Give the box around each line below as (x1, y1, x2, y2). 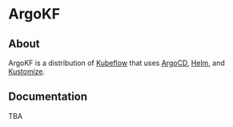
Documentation (8, 90, 88, 104)
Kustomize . (8, 67, 46, 76)
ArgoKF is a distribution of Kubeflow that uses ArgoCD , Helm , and (8, 58, 226, 68)
